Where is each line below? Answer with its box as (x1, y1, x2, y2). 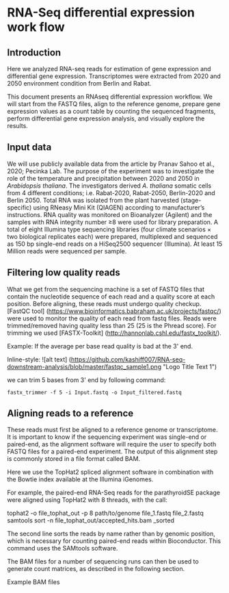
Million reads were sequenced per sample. (7, 247, 127, 255)
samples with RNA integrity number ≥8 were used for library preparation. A (7, 218, 219, 226)
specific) (7, 203, 32, 212)
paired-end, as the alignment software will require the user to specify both (7, 440, 217, 449)
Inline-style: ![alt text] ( (7, 355, 72, 364)
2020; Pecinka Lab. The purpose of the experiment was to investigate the (7, 166, 215, 175)
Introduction (7, 47, 62, 58)
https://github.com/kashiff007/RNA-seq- (70, 355, 186, 364)
